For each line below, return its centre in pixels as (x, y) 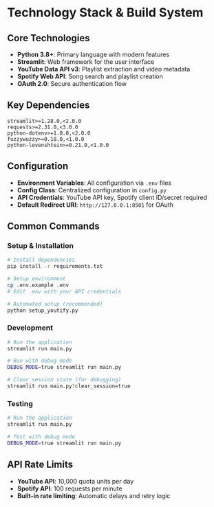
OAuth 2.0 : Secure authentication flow (72, 83)
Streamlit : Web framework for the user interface (86, 62)
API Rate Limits (40, 465)
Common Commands (53, 226)
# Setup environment (37, 279)
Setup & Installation (41, 245)
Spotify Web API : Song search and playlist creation (90, 76)
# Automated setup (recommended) (55, 304)
